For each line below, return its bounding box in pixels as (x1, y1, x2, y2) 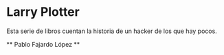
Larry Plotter (6, 4, 80, 20)
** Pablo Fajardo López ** (6, 40, 80, 48)
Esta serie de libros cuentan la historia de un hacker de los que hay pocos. (6, 27, 217, 35)
